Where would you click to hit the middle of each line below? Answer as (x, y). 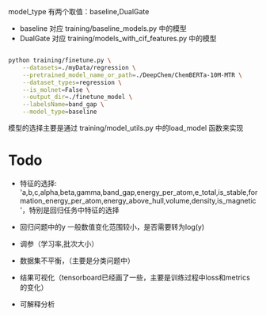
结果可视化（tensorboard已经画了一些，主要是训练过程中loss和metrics (135, 277)
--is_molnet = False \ (56, 89)
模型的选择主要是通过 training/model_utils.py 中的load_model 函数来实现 (126, 128)
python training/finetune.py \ (60, 60)
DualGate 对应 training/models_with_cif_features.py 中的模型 (118, 38)
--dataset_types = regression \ (72, 82)
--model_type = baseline (60, 112)
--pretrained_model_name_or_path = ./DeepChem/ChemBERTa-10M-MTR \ (133, 75)
